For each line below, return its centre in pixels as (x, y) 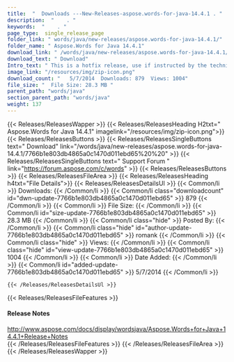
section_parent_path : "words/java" (59, 98)
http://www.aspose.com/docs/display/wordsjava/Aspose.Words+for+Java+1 (117, 329)
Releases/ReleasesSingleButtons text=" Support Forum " (88, 161)
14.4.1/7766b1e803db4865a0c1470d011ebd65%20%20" (88, 153)
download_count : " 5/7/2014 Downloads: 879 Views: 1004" (98, 78)
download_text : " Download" (48, 59)
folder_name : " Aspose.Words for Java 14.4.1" (76, 46)
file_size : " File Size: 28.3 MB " (60, 85)
